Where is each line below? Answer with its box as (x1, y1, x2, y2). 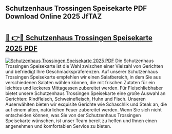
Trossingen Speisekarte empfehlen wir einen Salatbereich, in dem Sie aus (5, 74, 161, 80)
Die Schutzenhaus (115, 58, 154, 64)
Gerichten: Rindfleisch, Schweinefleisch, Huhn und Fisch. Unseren (5, 96, 146, 102)
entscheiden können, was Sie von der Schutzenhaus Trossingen (5, 112, 141, 118)
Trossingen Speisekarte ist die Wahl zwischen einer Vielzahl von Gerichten (5, 63, 163, 69)
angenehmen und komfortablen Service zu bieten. (5, 123, 111, 129)
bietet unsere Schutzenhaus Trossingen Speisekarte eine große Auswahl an (5, 90, 166, 97)
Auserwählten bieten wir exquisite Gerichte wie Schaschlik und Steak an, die (5, 101, 167, 107)
